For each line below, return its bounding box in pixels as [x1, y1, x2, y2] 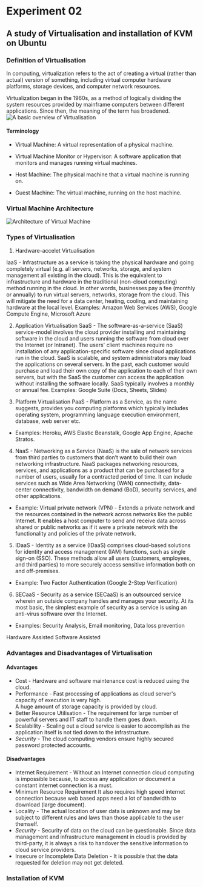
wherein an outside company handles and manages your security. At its [15, 597, 194, 604]
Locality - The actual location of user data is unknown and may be [15, 808, 181, 814]
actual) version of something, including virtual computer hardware [6, 76, 171, 83]
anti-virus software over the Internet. [15, 610, 107, 617]
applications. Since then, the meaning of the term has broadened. [6, 107, 170, 115]
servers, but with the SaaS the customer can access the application [15, 373, 184, 380]
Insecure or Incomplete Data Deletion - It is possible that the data [15, 852, 178, 860]
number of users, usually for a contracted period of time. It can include [15, 473, 192, 480]
